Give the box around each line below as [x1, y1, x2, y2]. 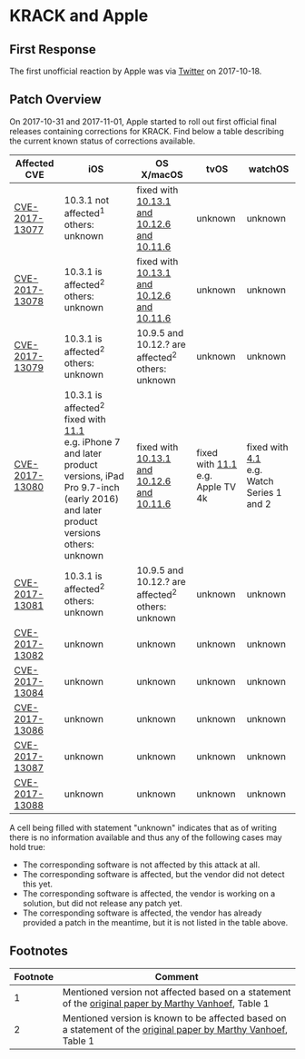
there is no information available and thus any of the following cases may [9, 832, 283, 843]
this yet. [22, 878, 53, 889]
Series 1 [246, 486, 282, 499]
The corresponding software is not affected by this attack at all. [22, 859, 261, 870]
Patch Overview [9, 92, 102, 107]
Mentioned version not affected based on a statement [62, 985, 291, 998]
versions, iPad [64, 470, 124, 482]
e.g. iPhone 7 [64, 436, 121, 449]
